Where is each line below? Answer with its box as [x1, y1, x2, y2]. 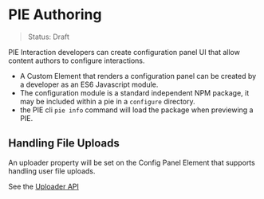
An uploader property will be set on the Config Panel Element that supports [8, 158, 255, 167]
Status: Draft [27, 32, 70, 41]
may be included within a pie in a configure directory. [19, 96, 195, 106]
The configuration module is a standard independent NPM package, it [19, 88, 250, 97]
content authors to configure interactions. [8, 56, 145, 65]
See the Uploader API [8, 181, 80, 191]
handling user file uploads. [8, 166, 96, 176]
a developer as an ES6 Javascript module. [19, 80, 159, 89]
